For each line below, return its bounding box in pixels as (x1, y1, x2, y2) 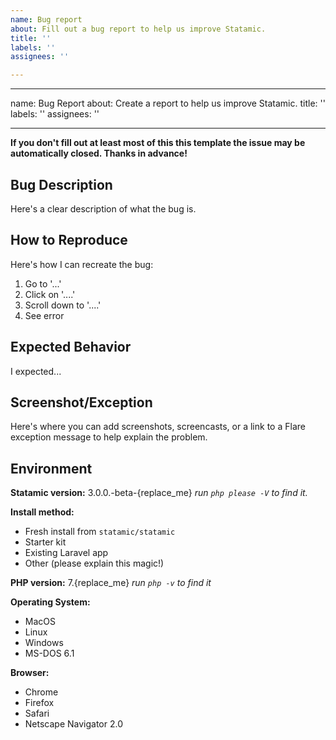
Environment (10, 460, 93, 477)
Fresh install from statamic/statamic (24, 526, 176, 538)
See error (24, 309, 65, 321)
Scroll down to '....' (24, 299, 102, 311)
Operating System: (10, 596, 91, 608)
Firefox (24, 697, 55, 709)
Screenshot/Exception (10, 394, 153, 411)
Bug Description (10, 176, 113, 193)
